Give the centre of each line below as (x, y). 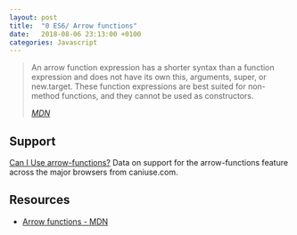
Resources (40, 200)
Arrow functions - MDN (65, 221)
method (45, 96)
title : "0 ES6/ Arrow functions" (74, 26)
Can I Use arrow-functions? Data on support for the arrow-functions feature (148, 163)
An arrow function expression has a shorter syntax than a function (153, 68)
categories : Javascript (54, 42)
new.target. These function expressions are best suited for (139, 86)
